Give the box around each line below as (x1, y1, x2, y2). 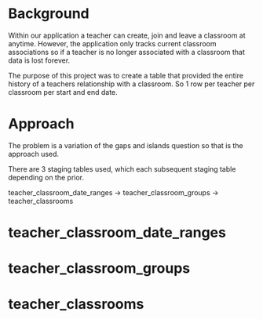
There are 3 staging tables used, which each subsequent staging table (8, 164, 236, 173)
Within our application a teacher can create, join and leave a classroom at (8, 31, 246, 40)
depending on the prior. (8, 172, 85, 182)
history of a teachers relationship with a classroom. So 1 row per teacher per (8, 79, 255, 89)
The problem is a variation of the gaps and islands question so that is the (8, 140, 243, 150)
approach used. (8, 149, 60, 158)
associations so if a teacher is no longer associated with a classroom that (8, 47, 246, 56)
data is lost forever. (8, 56, 71, 65)
